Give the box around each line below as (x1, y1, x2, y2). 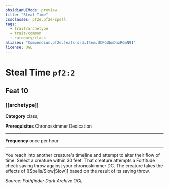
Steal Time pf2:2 (5, 67, 75, 78)
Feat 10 (5, 87, 29, 95)
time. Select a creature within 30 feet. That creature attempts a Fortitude (5, 157, 155, 163)
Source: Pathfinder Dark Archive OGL (5, 177, 83, 184)
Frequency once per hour (5, 137, 59, 144)
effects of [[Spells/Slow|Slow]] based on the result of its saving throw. (5, 168, 150, 174)
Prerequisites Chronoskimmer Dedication (5, 123, 92, 129)
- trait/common (10, 31, 42, 36)
